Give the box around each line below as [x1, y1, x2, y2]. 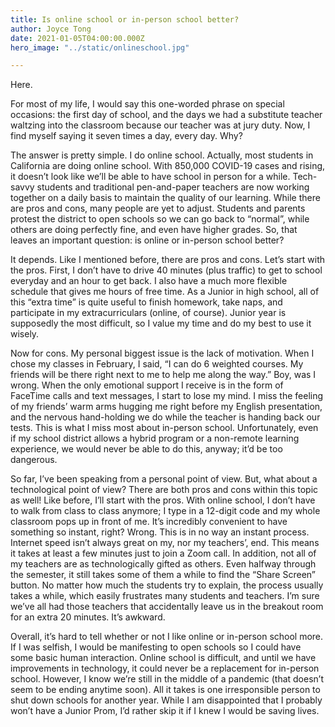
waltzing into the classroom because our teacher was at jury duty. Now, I [10, 119, 311, 131]
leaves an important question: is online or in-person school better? [10, 234, 285, 246]
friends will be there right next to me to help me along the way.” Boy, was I [10, 369, 317, 381]
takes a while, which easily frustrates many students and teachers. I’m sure [10, 590, 320, 602]
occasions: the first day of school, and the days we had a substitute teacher [10, 109, 323, 121]
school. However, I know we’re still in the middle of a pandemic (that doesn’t [10, 673, 324, 685]
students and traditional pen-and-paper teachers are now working [36, 181, 310, 193]
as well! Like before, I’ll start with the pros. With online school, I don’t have [10, 494, 316, 506]
